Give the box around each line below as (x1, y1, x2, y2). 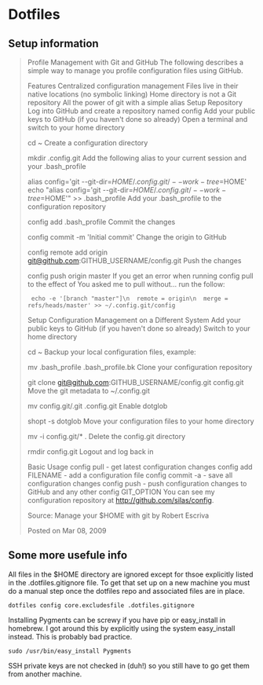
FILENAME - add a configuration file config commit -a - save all (27, 471, 233, 480)
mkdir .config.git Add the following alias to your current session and (27, 153, 247, 163)
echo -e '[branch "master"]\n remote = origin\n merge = (31, 295, 228, 302)
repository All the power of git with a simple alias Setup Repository (27, 98, 243, 107)
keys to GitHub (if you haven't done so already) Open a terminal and (27, 115, 248, 123)
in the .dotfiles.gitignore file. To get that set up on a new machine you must (8, 577, 250, 587)
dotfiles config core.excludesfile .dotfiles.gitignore (8, 601, 195, 610)
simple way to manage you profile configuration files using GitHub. (27, 66, 243, 75)
